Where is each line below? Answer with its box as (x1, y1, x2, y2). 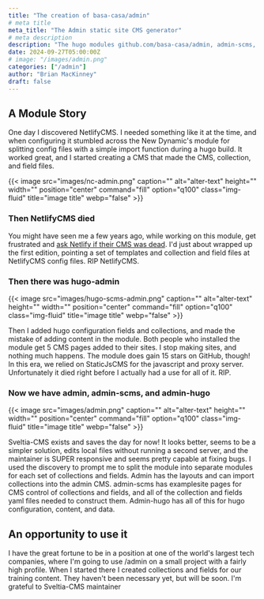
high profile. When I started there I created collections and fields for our (8, 565, 242, 575)
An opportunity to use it (8, 527, 128, 541)
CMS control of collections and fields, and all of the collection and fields (8, 488, 243, 497)
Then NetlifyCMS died (8, 213, 96, 224)
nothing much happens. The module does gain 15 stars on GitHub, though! (8, 350, 251, 360)
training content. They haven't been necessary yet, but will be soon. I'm (8, 574, 242, 583)
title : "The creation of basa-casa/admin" (8, 11, 150, 20)
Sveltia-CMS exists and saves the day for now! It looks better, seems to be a (8, 437, 256, 447)
